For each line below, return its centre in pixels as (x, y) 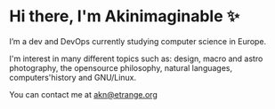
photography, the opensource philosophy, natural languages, (121, 67)
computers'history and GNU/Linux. (73, 77)
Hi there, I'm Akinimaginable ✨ (125, 16)
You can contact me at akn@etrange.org (83, 94)
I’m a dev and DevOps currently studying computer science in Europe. (138, 41)
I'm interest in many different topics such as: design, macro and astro (136, 58)
